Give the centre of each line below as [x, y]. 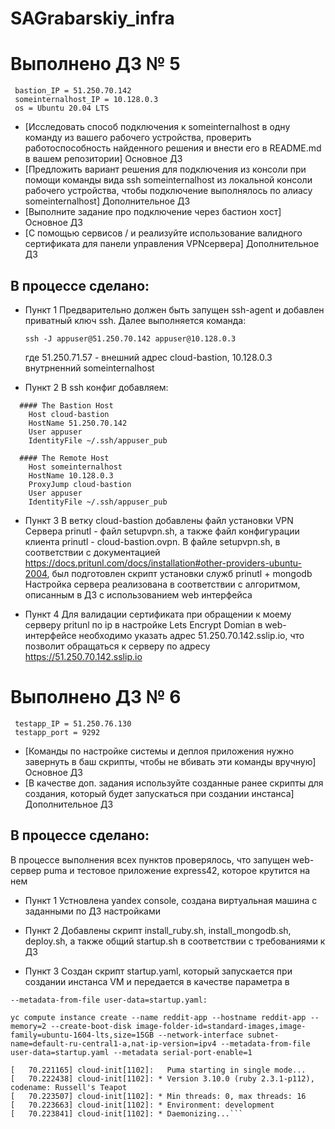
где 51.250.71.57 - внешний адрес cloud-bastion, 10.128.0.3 [148, 357]
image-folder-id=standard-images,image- [221, 1026]
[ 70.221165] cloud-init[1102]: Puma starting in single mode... [158, 1070]
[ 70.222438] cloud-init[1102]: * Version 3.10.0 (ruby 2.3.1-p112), [162, 1078]
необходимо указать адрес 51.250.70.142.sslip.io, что [191, 635]
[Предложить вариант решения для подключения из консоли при [165, 169]
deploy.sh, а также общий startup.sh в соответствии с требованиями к [175, 941]
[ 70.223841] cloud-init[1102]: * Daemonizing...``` [127, 1113]
